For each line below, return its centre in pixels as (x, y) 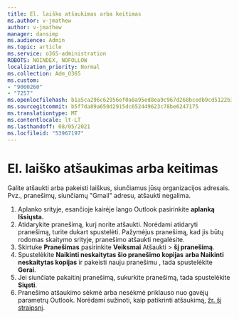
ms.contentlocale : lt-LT (44, 120)
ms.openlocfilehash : (38, 100)
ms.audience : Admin (36, 41)
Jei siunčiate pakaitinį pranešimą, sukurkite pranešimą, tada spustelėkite (124, 278)
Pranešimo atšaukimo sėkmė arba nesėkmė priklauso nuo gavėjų (113, 293)
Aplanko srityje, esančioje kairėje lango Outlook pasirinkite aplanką (116, 209)
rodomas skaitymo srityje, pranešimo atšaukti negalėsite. (101, 240)
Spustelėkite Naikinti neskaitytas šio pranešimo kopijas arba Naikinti (121, 255)
